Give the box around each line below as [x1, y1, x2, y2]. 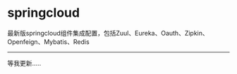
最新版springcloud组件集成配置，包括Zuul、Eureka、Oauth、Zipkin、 [7, 29, 209, 37]
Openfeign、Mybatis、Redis [7, 37, 90, 46]
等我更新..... [7, 59, 42, 67]
